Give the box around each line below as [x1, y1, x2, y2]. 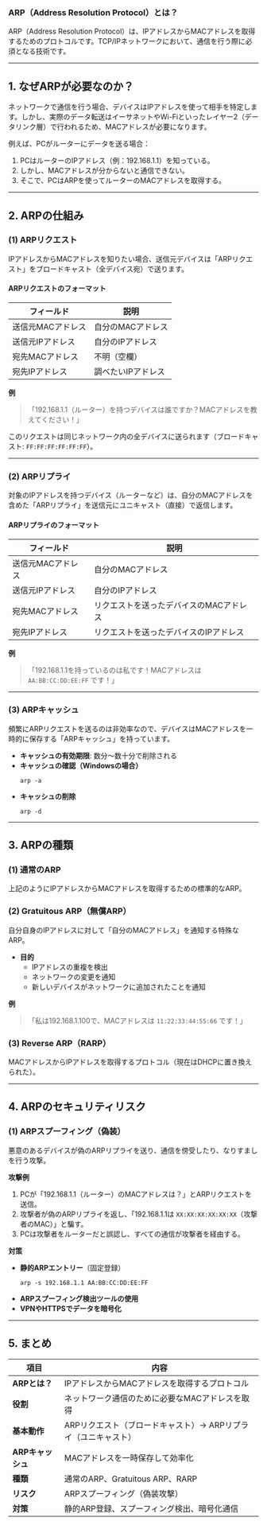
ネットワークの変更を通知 [31, 972, 116, 982]
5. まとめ [8, 1336, 52, 1350]
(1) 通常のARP [8, 865, 61, 876]
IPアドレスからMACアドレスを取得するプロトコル [64, 1378, 249, 1389]
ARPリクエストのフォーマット [8, 284, 106, 294]
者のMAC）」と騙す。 [19, 1219, 88, 1228]
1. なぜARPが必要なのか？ [8, 80, 134, 93]
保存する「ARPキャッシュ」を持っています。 [29, 733, 175, 743]
